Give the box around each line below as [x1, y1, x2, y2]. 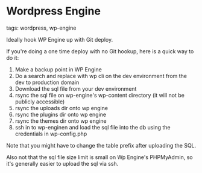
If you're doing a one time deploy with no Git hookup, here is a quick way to [6, 47, 194, 55]
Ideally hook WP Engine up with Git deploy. [6, 36, 113, 43]
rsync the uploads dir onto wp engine [14, 104, 109, 111]
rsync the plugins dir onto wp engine [14, 111, 107, 118]
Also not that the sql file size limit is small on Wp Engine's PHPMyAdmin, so [6, 153, 193, 161]
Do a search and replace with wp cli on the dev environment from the [14, 72, 187, 79]
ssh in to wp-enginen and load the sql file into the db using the [14, 123, 171, 131]
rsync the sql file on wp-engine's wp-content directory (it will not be [14, 91, 185, 99]
